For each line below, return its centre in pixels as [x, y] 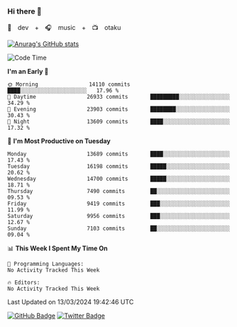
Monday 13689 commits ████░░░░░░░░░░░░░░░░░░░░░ [119, 154]
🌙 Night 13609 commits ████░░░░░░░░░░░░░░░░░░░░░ [119, 122]
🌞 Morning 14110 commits [69, 84]
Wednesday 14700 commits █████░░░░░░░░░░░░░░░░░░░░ [119, 179]
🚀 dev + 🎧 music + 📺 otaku [64, 28]
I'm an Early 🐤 [28, 72]
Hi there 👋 [25, 11]
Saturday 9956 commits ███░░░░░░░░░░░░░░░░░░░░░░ [119, 216]
